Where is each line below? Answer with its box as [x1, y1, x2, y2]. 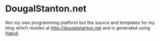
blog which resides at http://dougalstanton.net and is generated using [5, 24, 150, 30]
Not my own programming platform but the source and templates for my [5, 19, 155, 25]
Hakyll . [5, 30, 20, 36]
